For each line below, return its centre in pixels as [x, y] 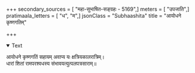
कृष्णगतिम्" [16, 22]
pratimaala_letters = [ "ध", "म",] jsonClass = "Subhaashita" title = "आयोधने [94, 16]
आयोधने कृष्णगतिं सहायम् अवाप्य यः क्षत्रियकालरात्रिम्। [56, 57]
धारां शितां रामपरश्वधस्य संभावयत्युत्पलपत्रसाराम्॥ [51, 64]
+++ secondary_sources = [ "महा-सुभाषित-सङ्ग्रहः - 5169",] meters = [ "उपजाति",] [98, 9]
